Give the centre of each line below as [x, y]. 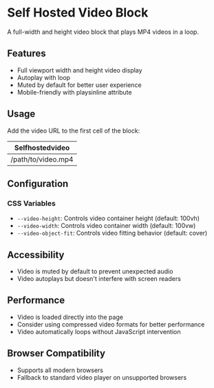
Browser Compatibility [56, 353]
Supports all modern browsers [60, 370]
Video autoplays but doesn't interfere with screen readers [99, 279]
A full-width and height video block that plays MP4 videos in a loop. [103, 32]
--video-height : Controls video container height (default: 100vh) [108, 218]
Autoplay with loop [44, 77]
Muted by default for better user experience [79, 85]
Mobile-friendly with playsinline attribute [74, 92]
